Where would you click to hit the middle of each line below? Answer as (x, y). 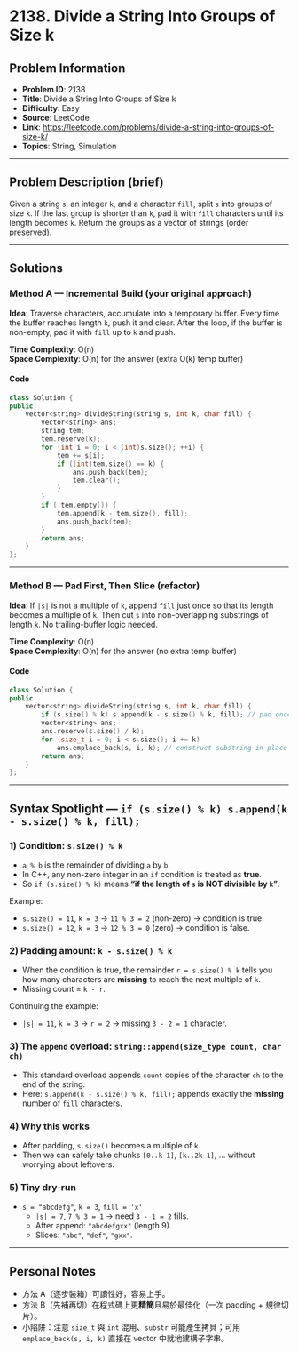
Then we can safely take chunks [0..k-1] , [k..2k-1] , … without (138, 1155)
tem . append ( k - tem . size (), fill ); (122, 513)
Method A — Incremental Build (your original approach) (131, 293)
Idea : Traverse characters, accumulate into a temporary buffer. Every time (145, 313)
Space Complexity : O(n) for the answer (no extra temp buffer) (123, 651)
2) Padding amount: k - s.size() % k (91, 950)
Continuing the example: (54, 1006)
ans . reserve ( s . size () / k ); (93, 732)
